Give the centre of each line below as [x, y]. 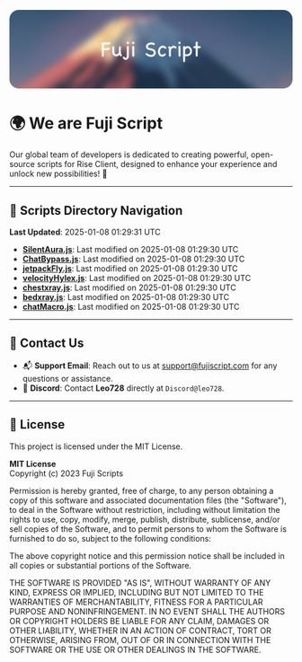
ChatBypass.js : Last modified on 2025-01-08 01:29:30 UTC [133, 259]
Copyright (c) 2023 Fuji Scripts [67, 473]
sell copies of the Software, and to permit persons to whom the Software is [148, 529]
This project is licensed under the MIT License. [96, 446]
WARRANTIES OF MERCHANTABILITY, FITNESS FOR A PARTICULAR [136, 602]
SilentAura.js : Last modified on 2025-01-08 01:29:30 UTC [130, 250]
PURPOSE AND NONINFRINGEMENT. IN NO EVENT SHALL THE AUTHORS [147, 611]
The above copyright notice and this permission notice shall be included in [147, 556]
